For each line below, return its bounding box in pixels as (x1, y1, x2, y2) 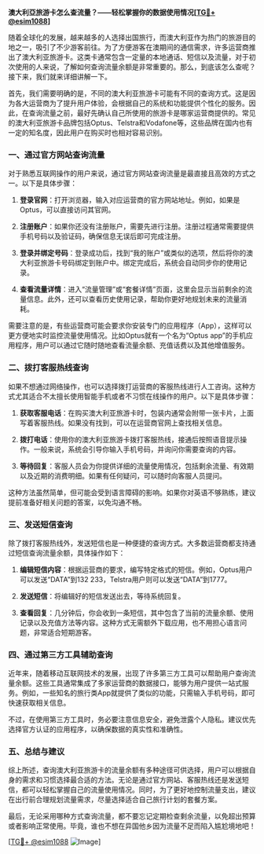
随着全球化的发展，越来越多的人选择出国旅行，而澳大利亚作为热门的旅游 (8, 33, 242, 42)
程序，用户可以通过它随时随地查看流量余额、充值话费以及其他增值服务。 (14, 341, 249, 350)
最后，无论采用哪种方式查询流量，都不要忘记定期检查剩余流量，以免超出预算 (8, 812, 256, 821)
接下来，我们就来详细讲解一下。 (8, 72, 112, 81)
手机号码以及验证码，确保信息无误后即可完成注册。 (19, 232, 185, 241)
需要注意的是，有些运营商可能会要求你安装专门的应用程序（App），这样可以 (8, 321, 252, 331)
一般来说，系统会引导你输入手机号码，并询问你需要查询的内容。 (33, 444, 240, 454)
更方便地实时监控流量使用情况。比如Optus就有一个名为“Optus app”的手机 (8, 331, 246, 340)
